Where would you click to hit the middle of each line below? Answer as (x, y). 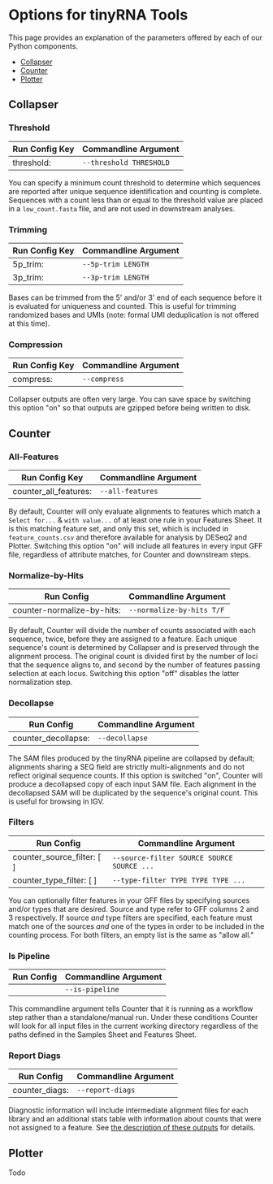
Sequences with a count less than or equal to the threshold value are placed (136, 200)
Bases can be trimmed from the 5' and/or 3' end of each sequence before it (135, 297)
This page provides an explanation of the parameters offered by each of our (135, 37)
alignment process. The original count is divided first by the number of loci (133, 657)
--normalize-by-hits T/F (177, 610)
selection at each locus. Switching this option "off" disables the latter (124, 674)
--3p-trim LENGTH (116, 277)
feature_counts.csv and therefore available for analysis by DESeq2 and (128, 537)
